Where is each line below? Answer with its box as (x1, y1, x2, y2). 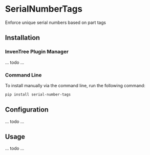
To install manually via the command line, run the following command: (5, 82, 146, 88)
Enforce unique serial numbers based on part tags (5, 19, 106, 25)
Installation (5, 34, 40, 42)
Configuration (5, 106, 49, 114)
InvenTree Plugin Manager (5, 48, 69, 55)
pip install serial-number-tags (5, 92, 71, 97)
